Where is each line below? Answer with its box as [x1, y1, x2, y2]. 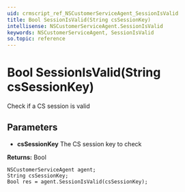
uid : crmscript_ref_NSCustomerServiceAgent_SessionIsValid [7, 10, 179, 17]
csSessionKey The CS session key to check [16, 139, 142, 148]
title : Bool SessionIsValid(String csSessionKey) [7, 16, 152, 23]
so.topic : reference [7, 36, 66, 42]
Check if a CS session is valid [7, 102, 90, 110]
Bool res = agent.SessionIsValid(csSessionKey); [7, 178, 148, 185]
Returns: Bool [7, 153, 46, 161]
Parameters [7, 122, 58, 133]
